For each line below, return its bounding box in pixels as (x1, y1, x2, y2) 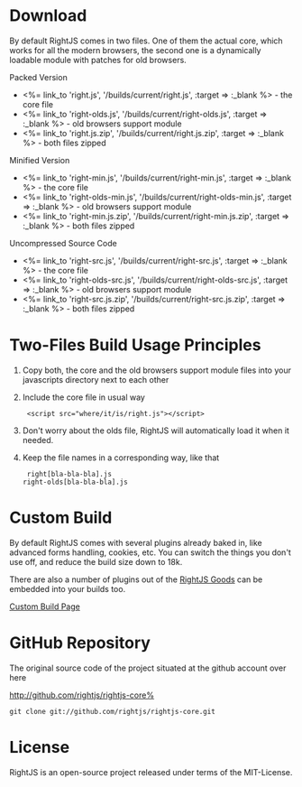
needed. (22, 434, 54, 445)
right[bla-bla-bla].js (26, 469, 113, 478)
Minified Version (9, 154, 70, 165)
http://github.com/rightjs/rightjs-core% (9, 690, 155, 700)
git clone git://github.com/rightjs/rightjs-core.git (9, 707, 216, 716)
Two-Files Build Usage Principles (9, 335, 261, 356)
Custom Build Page (9, 601, 81, 612)
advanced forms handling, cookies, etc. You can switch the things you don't (9, 547, 291, 558)
